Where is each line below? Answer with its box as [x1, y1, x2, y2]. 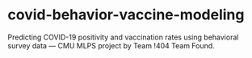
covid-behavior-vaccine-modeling [7, 6, 245, 24]
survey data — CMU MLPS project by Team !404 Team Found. [7, 40, 215, 50]
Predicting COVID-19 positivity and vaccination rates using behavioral [7, 32, 239, 42]
